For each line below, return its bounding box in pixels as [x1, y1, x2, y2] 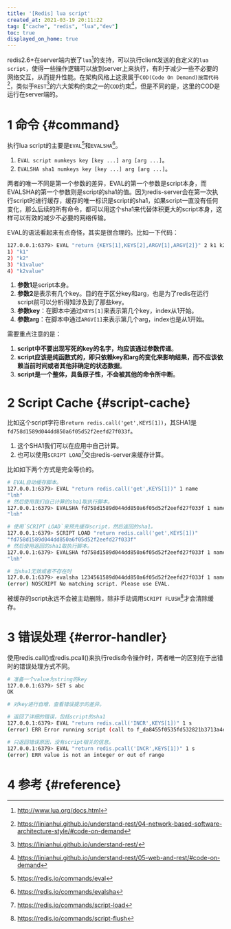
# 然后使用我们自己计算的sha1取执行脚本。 [7, 498, 113, 505]
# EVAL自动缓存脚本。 [7, 479, 62, 486]
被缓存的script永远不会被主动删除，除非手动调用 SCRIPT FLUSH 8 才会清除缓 [7, 593, 214, 602]
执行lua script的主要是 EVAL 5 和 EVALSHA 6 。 [7, 140, 122, 150]
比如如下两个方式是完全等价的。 [7, 465, 98, 473]
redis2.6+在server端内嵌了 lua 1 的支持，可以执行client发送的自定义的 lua [7, 54, 209, 64]
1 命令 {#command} [7, 117, 120, 133]
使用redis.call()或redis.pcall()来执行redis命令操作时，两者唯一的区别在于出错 [7, 653, 223, 661]
